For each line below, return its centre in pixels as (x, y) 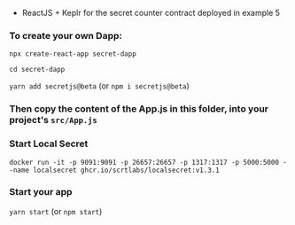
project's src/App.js (53, 120)
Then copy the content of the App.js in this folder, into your (139, 109)
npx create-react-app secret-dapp (73, 54)
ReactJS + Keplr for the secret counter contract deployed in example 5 (151, 13)
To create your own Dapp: (66, 35)
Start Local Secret (49, 144)
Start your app (41, 192)
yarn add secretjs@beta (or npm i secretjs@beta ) (100, 86)
